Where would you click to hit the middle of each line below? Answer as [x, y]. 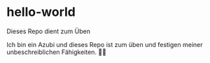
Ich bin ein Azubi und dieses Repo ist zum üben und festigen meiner [105, 44]
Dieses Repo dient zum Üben [48, 31]
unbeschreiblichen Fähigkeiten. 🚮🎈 [56, 52]
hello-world [41, 12]
